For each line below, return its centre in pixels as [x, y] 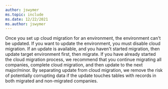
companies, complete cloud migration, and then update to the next [74, 65]
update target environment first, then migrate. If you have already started [81, 54]
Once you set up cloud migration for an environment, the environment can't [83, 38]
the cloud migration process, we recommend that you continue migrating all [83, 60]
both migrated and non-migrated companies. [52, 81]
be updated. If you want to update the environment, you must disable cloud [83, 44]
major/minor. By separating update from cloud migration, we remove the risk [84, 70]
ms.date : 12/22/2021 [27, 19]
